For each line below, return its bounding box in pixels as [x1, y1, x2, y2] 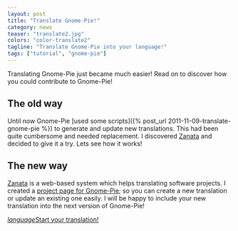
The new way [7, 160, 68, 172]
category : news [7, 23, 53, 31]
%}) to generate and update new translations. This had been [41, 124, 219, 132]
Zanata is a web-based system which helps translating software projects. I [7, 178, 226, 187]
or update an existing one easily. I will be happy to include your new [7, 193, 207, 203]
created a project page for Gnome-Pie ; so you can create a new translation [7, 186, 227, 195]
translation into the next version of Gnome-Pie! [7, 201, 145, 210]
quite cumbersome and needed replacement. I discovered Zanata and [7, 131, 212, 140]
